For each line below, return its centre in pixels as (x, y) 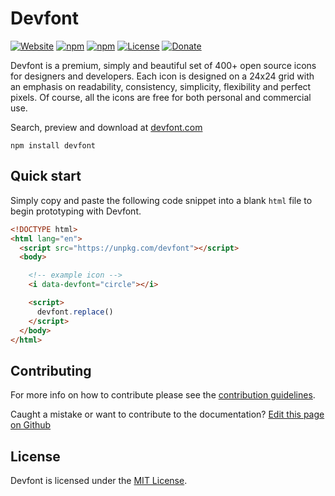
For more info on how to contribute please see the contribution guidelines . (163, 395)
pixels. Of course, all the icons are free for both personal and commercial (161, 97)
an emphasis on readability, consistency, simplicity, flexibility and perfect (161, 86)
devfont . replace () (75, 312)
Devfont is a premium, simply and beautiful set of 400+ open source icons (163, 65)
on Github (31, 425)
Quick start (46, 176)
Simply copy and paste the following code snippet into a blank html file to (161, 200)
